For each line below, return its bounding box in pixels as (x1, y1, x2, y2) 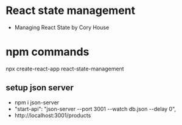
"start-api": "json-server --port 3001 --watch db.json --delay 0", (14, 105, 177, 112)
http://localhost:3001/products (14, 112, 91, 119)
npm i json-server (14, 98, 60, 106)
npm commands (5, 45, 89, 59)
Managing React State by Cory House (14, 24, 110, 31)
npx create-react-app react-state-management (5, 65, 124, 72)
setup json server (5, 83, 74, 93)
